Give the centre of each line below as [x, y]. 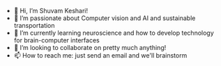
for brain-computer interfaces [56, 40]
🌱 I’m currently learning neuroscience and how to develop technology [114, 33]
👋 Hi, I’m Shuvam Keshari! [51, 11]
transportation [34, 25]
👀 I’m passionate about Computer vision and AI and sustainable [105, 18]
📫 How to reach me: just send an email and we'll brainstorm [100, 55]
